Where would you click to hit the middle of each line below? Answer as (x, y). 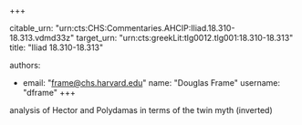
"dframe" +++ (49, 93)
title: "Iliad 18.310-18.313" (57, 47)
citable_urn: (31, 28)
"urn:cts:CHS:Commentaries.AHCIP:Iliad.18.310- (145, 28)
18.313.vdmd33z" (42, 38)
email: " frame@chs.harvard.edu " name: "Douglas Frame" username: (151, 83)
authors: (25, 65)
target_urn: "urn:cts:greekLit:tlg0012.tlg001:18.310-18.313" (185, 38)
